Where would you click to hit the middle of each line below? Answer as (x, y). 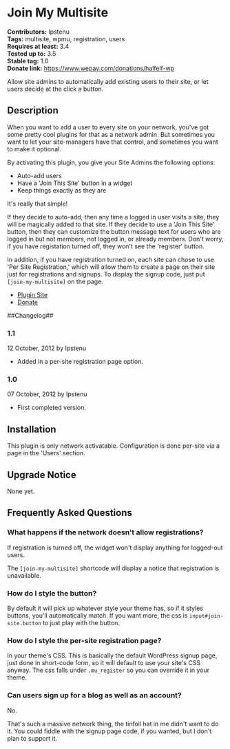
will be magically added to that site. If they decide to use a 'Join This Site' (111, 224)
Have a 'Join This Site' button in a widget (75, 183)
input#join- (206, 616)
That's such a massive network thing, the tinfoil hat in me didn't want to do (113, 724)
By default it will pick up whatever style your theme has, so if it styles (105, 608)
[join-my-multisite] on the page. (55, 281)
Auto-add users (39, 175)
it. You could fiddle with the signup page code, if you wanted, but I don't (109, 731)
